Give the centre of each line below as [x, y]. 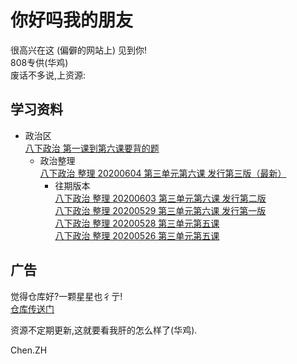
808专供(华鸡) [39, 62]
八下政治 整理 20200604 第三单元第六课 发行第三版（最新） [163, 173]
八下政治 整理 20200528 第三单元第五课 [137, 223]
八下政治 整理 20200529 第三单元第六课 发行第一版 [160, 210]
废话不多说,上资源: [48, 75]
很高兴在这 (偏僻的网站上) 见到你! [79, 50]
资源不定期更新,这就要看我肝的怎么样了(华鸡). [104, 330]
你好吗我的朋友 [72, 20]
